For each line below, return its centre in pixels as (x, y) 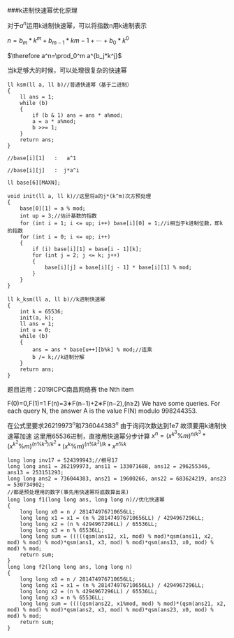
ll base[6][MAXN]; (34, 183)
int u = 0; (36, 330)
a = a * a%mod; (54, 122)
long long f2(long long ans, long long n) (70, 567)
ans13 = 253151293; (36, 472)
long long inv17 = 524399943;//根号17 (63, 460)
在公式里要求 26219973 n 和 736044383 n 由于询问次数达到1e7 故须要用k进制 (114, 425)
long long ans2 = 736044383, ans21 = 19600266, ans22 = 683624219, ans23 (117, 478)
